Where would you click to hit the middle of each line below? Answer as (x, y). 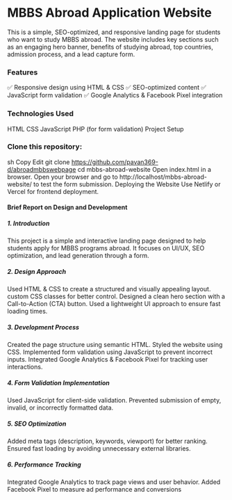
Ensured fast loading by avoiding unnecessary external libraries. (99, 449)
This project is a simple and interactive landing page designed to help (107, 241)
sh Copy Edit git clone (39, 162)
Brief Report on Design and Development (67, 207)
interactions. (25, 367)
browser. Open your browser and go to (63, 177)
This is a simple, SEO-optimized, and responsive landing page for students (114, 32)
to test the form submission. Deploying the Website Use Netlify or (127, 184)
